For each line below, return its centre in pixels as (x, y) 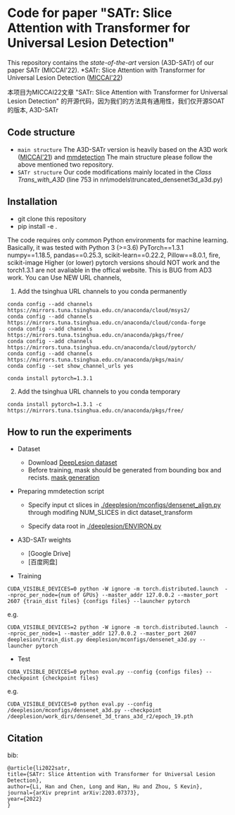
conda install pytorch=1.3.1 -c (55, 404)
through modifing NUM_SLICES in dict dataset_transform (110, 513)
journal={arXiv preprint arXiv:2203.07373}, (74, 793)
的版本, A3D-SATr (33, 109)
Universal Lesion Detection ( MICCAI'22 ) (65, 77)
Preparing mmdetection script (61, 492)
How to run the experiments (70, 432)
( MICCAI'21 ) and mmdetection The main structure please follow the (115, 157)
